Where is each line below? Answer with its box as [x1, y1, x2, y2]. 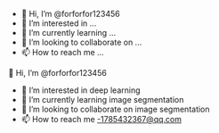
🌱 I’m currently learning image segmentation [20, 95, 184, 104]
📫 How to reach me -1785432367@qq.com [20, 114, 182, 124]
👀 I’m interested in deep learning [20, 85, 141, 96]
